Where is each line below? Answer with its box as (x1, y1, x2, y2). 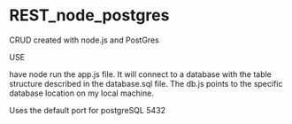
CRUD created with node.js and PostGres (9, 35, 159, 45)
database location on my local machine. (9, 88, 155, 98)
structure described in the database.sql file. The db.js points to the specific (9, 78, 283, 89)
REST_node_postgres (9, 5, 170, 26)
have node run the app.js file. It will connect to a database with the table (9, 68, 273, 80)
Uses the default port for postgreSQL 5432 (9, 105, 166, 115)
